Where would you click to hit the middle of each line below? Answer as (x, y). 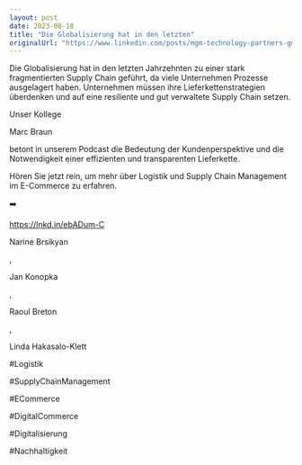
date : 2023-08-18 (42, 26)
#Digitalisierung (38, 434)
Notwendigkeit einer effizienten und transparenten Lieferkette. (125, 159)
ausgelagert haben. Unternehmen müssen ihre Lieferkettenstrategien (138, 87)
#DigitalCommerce (44, 416)
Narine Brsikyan (39, 242)
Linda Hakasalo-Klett (48, 346)
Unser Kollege (36, 114)
